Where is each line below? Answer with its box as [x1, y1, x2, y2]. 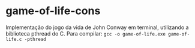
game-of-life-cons [5, 4, 101, 18]
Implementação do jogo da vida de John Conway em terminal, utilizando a [5, 24, 189, 31]
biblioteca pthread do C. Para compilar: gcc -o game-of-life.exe [5, 30, 166, 37]
